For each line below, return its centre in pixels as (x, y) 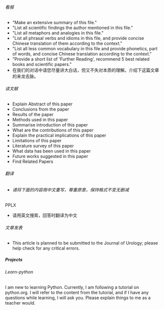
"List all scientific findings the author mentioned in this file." (73, 28)
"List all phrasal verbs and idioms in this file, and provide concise (78, 38)
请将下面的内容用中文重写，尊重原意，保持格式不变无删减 (70, 189)
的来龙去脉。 (25, 76)
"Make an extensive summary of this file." (54, 23)
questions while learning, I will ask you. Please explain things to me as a (78, 298)
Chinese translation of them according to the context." (67, 43)
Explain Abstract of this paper (42, 104)
